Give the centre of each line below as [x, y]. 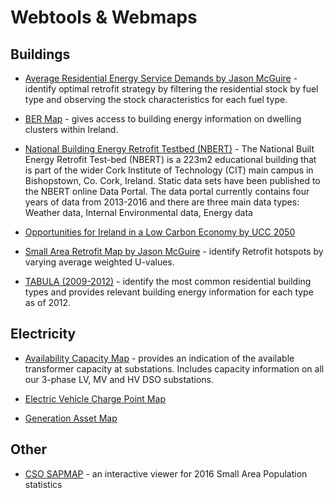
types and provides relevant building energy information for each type [169, 292]
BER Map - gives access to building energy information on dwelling [163, 119]
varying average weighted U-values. [99, 262]
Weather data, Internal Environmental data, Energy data [138, 212]
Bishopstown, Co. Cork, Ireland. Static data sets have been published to [172, 180]
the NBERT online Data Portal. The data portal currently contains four [167, 191]
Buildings [40, 54]
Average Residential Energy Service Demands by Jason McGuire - [161, 78]
